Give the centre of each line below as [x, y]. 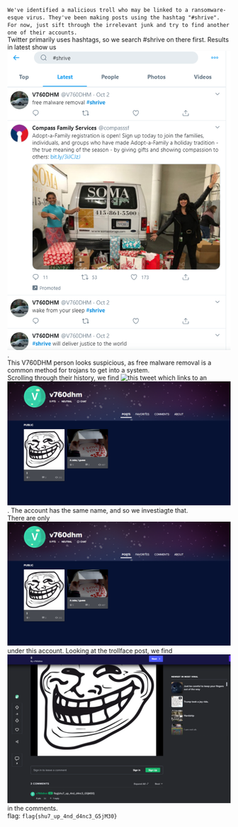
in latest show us [32, 47]
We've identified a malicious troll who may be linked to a [98, 10]
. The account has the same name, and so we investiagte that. [98, 510]
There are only [29, 518]
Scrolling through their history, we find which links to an [107, 377]
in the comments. [33, 809]
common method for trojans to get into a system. [79, 370]
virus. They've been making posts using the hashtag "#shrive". [123, 18]
